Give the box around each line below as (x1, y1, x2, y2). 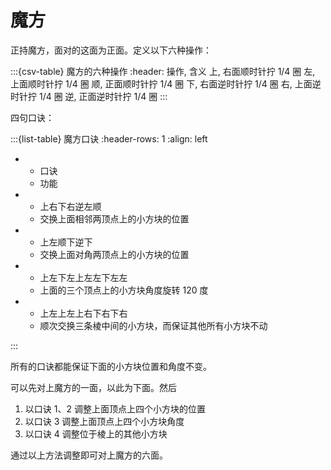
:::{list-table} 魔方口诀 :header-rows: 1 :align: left (10, 132, 208, 145)
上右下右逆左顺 (39, 200, 102, 212)
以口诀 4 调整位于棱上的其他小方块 (24, 427, 168, 440)
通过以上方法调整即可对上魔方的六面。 (10, 449, 168, 461)
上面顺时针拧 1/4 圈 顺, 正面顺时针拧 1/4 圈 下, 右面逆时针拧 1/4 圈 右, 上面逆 (10, 77, 322, 90)
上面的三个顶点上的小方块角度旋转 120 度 (39, 284, 209, 296)
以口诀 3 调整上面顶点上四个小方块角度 (24, 415, 185, 427)
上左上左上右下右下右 (39, 307, 128, 319)
